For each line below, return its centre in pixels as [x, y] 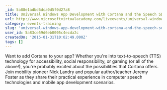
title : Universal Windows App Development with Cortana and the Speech [81, 14]
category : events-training [33, 23]
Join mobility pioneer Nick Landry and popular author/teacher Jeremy [77, 72]
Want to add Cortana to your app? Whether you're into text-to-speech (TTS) [83, 56]
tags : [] [14, 42]
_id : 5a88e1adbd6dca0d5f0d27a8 [38, 10]
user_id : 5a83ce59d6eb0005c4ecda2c [42, 33]
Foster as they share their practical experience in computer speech [74, 77]
